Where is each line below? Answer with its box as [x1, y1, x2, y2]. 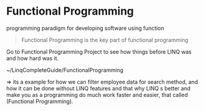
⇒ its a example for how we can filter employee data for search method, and [6, 78, 198, 85]
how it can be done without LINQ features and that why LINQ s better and [6, 84, 191, 92]
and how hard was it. [6, 54, 59, 62]
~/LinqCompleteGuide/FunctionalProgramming [6, 66, 124, 74]
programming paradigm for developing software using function [6, 24, 164, 32]
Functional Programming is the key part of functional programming [21, 36, 189, 43]
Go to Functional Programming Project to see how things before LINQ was [6, 48, 192, 56]
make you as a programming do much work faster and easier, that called [6, 91, 188, 98]
